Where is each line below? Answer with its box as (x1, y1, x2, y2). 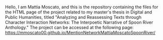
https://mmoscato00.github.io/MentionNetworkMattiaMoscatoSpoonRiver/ (5, 30, 156, 35)
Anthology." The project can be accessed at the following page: (5, 25, 134, 30)
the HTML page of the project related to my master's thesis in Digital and (5, 9, 152, 15)
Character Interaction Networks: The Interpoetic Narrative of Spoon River (5, 19, 154, 25)
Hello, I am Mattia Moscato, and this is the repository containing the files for (5, 4, 159, 10)
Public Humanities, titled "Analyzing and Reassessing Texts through (5, 14, 141, 20)
